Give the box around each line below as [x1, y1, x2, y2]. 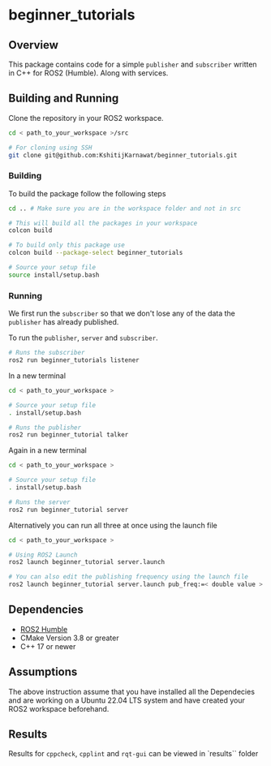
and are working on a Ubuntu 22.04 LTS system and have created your [8, 695, 246, 705]
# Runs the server [8, 497, 71, 506]
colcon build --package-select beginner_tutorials [8, 249, 183, 257]
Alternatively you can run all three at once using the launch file [8, 520, 217, 530]
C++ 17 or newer [19, 641, 76, 651]
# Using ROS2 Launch [8, 550, 79, 559]
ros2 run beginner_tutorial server [8, 506, 129, 514]
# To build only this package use [8, 241, 126, 249]
